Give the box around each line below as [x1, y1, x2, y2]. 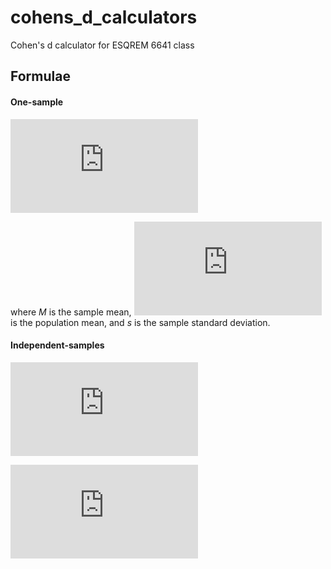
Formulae [10, 68, 71, 85]
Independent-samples [10, 339, 105, 351]
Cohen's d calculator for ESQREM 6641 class [10, 39, 195, 51]
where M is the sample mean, [10, 306, 132, 318]
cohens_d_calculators [10, 6, 198, 29]
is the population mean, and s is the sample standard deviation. [10, 316, 271, 328]
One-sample [10, 96, 64, 108]
